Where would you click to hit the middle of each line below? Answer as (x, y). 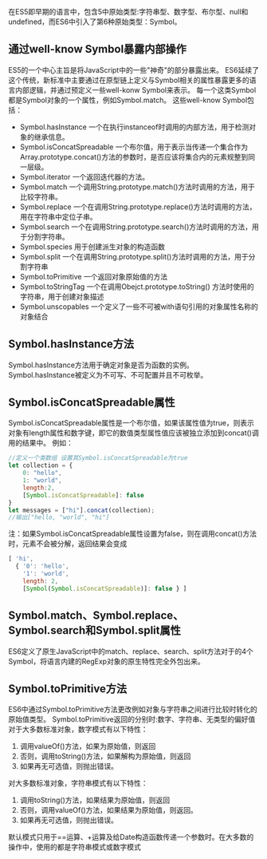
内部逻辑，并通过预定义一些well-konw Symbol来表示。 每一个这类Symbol (135, 89)
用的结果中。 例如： (41, 443)
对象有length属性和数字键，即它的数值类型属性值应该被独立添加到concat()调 (133, 433)
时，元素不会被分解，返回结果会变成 (68, 544)
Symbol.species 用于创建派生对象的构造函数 (92, 247)
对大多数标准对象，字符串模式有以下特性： (78, 783)
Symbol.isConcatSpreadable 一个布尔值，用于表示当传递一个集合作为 (134, 147)
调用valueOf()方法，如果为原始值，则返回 (88, 746)
